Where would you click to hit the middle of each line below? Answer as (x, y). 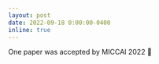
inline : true (30, 30)
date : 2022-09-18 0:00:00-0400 (59, 23)
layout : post (30, 15)
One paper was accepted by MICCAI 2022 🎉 (80, 52)
